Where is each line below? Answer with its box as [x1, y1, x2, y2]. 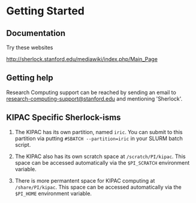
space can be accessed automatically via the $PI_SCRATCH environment [14, 159, 190, 166]
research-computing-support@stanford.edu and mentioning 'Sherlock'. [6, 95, 183, 102]
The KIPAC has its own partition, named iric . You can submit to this [14, 128, 183, 135]
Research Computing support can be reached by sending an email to [6, 89, 177, 96]
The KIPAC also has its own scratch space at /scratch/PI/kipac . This [14, 153, 186, 160]
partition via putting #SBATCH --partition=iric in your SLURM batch [14, 135, 183, 142]
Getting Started [6, 4, 85, 18]
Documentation [6, 28, 66, 38]
